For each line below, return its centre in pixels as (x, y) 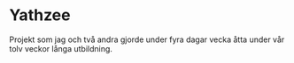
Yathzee (40, 15)
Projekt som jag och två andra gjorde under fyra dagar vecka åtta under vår (147, 39)
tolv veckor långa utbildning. (61, 48)
